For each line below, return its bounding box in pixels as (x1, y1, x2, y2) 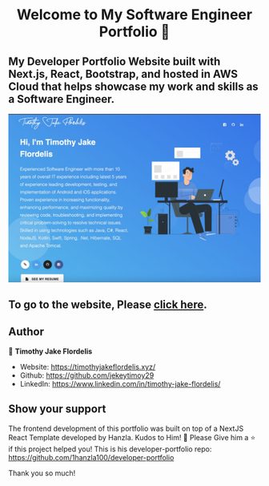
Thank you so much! (8, 468, 76, 478)
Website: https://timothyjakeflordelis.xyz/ (19, 362, 156, 371)
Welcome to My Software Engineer (16, 6, 253, 24)
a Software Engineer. (8, 92, 115, 106)
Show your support (8, 403, 106, 416)
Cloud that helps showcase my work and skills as (8, 79, 259, 93)
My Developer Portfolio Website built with (8, 55, 221, 68)
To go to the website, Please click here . (8, 298, 207, 312)
